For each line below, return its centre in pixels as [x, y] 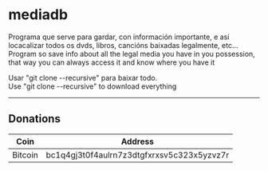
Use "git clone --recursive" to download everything [93, 86]
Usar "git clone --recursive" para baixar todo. [83, 78]
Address [137, 141]
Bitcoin [25, 155]
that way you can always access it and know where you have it [112, 62]
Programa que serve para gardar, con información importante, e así [119, 37]
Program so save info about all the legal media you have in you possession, [132, 54]
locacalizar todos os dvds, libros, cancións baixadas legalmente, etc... [123, 45]
